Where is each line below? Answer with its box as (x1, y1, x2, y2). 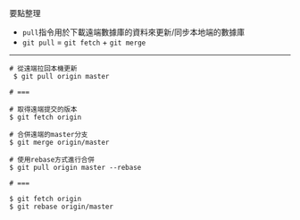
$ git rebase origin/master (9, 202, 114, 211)
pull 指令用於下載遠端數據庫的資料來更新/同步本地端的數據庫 (21, 27, 246, 38)
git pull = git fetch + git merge (21, 37, 146, 47)
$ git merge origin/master (9, 138, 110, 147)
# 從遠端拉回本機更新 (9, 64, 78, 73)
